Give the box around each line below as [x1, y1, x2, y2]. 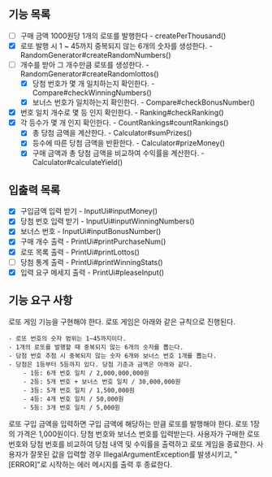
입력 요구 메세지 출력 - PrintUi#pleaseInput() [19, 267, 165, 277]
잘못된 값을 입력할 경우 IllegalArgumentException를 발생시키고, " [29, 449, 238, 459]
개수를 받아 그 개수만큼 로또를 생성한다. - [19, 59, 149, 69]
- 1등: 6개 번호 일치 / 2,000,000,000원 [23, 369, 150, 377]
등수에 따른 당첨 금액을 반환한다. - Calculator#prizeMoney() [32, 138, 226, 148]
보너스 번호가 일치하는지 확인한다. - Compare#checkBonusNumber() [32, 98, 256, 107]
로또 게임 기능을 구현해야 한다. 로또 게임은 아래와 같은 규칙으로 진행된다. [8, 316, 235, 327]
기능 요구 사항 [8, 293, 73, 307]
